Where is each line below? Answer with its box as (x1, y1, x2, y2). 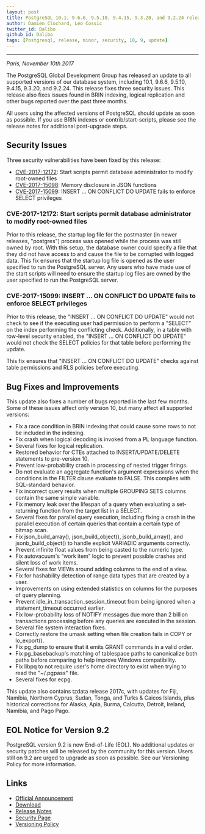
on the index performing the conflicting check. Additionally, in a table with (6, 326, 192, 334)
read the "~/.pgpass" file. (15, 670, 79, 677)
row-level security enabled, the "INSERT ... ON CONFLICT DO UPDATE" (6, 332, 186, 340)
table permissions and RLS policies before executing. (6, 364, 140, 371)
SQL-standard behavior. (15, 481, 76, 489)
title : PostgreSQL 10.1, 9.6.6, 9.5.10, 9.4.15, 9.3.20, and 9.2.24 (6, 15, 184, 21)
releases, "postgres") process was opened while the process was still (6, 238, 182, 245)
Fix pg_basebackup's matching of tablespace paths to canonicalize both (15, 650, 198, 657)
